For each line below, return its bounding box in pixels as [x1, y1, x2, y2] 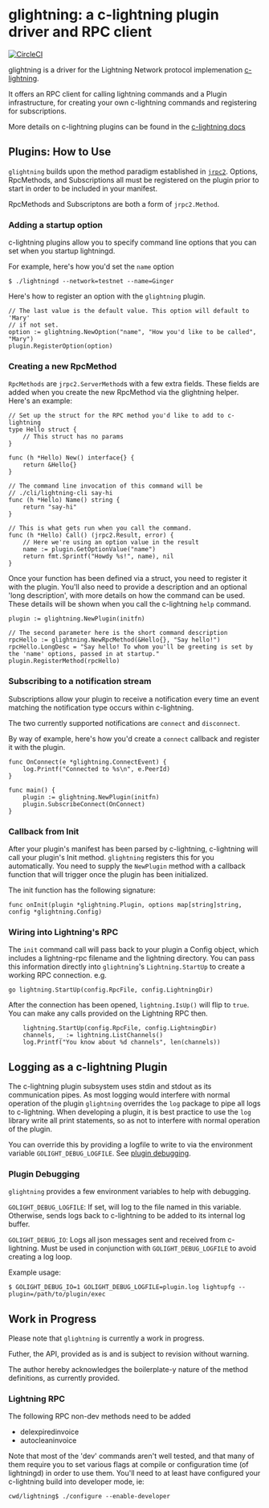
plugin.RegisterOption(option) [8, 342, 113, 351]
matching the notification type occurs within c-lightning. [8, 702, 194, 712]
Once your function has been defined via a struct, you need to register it [8, 574, 247, 583]
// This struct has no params [22, 433, 124, 441]
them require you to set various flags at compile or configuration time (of [8, 1460, 249, 1469]
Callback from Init [8, 826, 79, 837]
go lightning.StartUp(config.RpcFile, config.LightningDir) [8, 986, 214, 995]
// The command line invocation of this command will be [8, 482, 203, 490]
